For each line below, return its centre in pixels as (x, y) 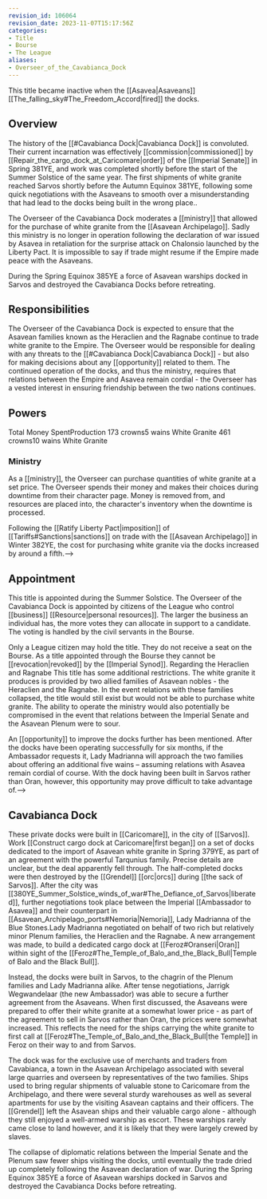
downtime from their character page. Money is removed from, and (117, 496)
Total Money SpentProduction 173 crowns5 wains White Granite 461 (120, 433)
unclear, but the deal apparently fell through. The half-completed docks (126, 869)
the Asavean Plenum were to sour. (65, 724)
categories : (28, 30)
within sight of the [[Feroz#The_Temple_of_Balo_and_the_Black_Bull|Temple (133, 953)
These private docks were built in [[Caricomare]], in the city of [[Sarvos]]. (129, 834)
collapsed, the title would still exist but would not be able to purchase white (132, 698)
